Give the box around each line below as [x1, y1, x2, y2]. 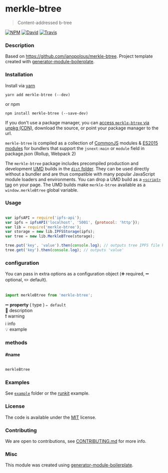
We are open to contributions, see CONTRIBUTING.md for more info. [5, 438, 146, 444]
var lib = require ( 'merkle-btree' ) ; [5, 224, 81, 230]
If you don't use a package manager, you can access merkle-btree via [5, 119, 149, 125]
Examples [5, 379, 30, 386]
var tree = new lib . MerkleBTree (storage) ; [5, 234, 95, 239]
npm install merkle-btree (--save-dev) [5, 111, 88, 116]
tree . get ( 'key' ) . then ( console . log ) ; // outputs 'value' [5, 248, 124, 253]
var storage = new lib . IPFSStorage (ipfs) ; [5, 229, 95, 234]
